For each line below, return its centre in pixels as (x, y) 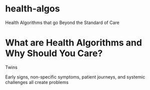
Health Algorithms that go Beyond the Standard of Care (62, 22)
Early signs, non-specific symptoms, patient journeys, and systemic (75, 77)
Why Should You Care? (54, 53)
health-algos (33, 9)
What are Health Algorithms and (73, 43)
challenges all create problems (37, 82)
